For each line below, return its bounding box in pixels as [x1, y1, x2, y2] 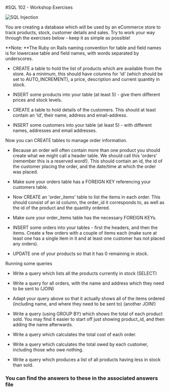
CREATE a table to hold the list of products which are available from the [12, 66, 162, 71]
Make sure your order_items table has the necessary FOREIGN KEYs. [12, 215, 157, 220]
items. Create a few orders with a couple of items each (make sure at [12, 230, 157, 236]
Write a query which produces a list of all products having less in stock [12, 356, 161, 362]
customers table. [12, 184, 48, 190]
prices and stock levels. [12, 97, 62, 103]
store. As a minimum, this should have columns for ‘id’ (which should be [12, 71, 163, 77]
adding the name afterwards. [12, 322, 74, 327]
